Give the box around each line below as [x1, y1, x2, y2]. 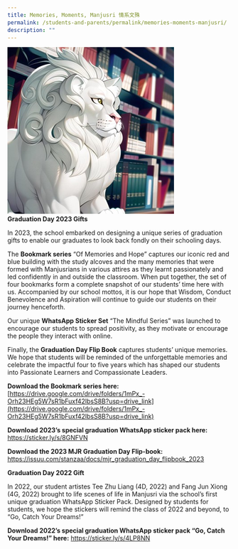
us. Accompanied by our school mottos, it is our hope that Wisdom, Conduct [7, 288, 232, 297]
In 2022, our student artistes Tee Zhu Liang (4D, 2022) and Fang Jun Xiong [7, 482, 228, 491]
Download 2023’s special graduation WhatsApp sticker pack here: [7, 426, 208, 435]
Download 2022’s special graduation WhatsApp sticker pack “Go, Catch [7, 526, 225, 535]
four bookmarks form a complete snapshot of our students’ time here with [7, 280, 224, 289]
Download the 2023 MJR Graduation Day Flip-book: [7, 447, 163, 456]
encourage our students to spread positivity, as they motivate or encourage [7, 324, 229, 333]
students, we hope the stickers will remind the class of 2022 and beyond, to [7, 505, 229, 513]
